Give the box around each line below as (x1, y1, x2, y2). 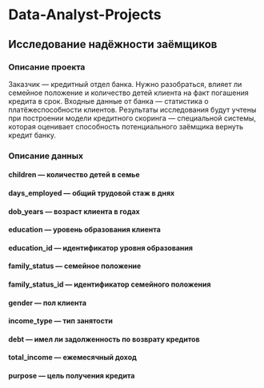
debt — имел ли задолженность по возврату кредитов (8, 334, 200, 344)
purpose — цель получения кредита (8, 370, 135, 380)
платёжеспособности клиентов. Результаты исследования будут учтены (8, 105, 257, 114)
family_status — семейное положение (8, 261, 142, 271)
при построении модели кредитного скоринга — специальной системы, (8, 113, 257, 123)
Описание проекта (8, 61, 86, 73)
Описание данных (8, 150, 84, 161)
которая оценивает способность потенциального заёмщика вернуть (8, 121, 244, 131)
